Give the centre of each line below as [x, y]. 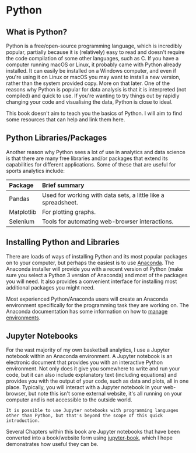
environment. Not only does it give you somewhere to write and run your [93, 369]
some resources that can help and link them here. [66, 120]
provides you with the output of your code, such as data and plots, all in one [97, 381]
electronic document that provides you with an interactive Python [85, 362]
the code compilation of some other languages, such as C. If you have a [92, 58]
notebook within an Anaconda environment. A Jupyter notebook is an [90, 356]
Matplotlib [23, 212]
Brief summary [63, 185]
